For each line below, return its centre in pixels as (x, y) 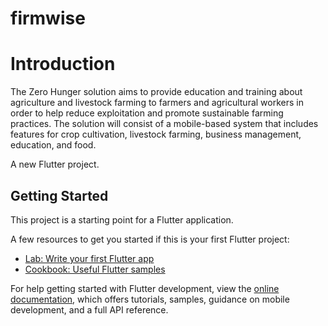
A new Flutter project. (55, 164)
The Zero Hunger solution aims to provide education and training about (156, 92)
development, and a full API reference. (89, 309)
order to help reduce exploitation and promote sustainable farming (147, 113)
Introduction (63, 64)
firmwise (48, 18)
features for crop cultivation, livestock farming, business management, (156, 134)
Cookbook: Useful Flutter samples (95, 269)
